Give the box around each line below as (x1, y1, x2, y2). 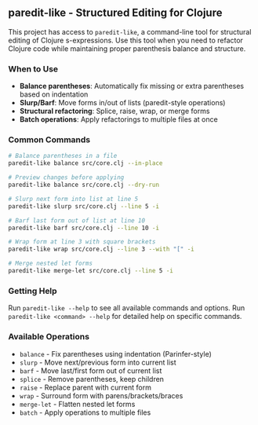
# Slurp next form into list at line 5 (8, 195, 139, 203)
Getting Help (8, 285, 57, 296)
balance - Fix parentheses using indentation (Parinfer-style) (19, 349, 212, 358)
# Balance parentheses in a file (8, 152, 118, 160)
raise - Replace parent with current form (19, 383, 151, 392)
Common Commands (8, 134, 91, 145)
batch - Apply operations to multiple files (19, 408, 151, 417)
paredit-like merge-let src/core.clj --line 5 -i (8, 267, 174, 275)
